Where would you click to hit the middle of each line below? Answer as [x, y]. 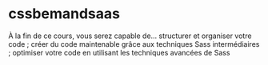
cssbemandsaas [64, 14]
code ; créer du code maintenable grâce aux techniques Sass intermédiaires [134, 44]
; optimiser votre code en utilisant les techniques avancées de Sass [119, 52]
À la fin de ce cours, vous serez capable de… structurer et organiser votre [130, 36]
